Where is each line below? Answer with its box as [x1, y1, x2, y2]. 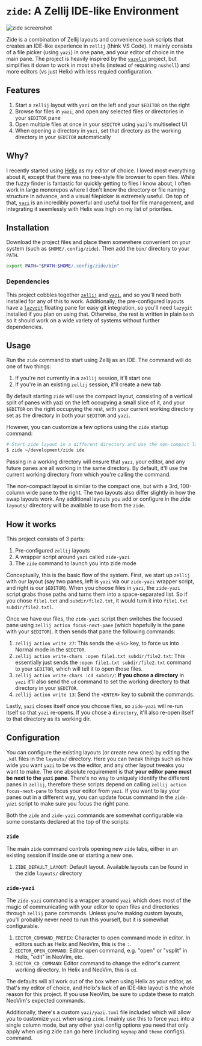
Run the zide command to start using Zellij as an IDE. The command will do [6, 357, 192, 364]
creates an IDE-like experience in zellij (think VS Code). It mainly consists [6, 42, 192, 49]
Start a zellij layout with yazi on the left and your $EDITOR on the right [14, 101, 191, 108]
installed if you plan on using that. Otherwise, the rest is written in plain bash [6, 310, 194, 318]
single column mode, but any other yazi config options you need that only [6, 1021, 189, 1029]
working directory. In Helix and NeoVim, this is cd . [14, 966, 138, 974]
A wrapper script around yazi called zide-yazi [14, 553, 130, 560]
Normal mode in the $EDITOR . [14, 646, 86, 653]
